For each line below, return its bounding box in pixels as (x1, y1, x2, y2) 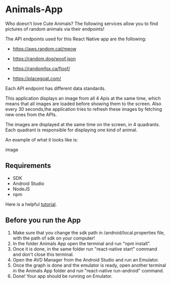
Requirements (5, 161, 51, 170)
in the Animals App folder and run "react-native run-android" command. (12, 267, 164, 274)
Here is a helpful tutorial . (5, 201, 57, 207)
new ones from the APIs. (5, 111, 57, 117)
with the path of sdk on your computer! (12, 235, 95, 241)
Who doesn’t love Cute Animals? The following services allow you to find (5, 20, 158, 27)
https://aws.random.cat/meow (12, 45, 77, 52)
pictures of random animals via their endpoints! (5, 26, 105, 32)
